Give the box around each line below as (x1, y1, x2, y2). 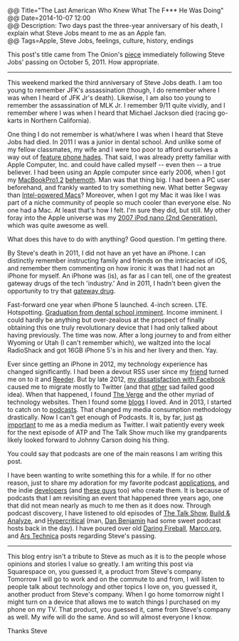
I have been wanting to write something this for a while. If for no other (7, 471, 212, 479)
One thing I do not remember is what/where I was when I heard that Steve (7, 130, 224, 138)
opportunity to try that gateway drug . (7, 287, 116, 295)
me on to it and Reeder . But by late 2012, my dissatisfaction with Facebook (7, 375, 225, 383)
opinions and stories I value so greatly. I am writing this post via (7, 560, 193, 568)
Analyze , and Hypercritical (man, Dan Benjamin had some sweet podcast (7, 517, 221, 525)
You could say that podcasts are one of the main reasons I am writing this (7, 450, 223, 458)
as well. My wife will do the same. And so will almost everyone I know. (7, 613, 212, 621)
